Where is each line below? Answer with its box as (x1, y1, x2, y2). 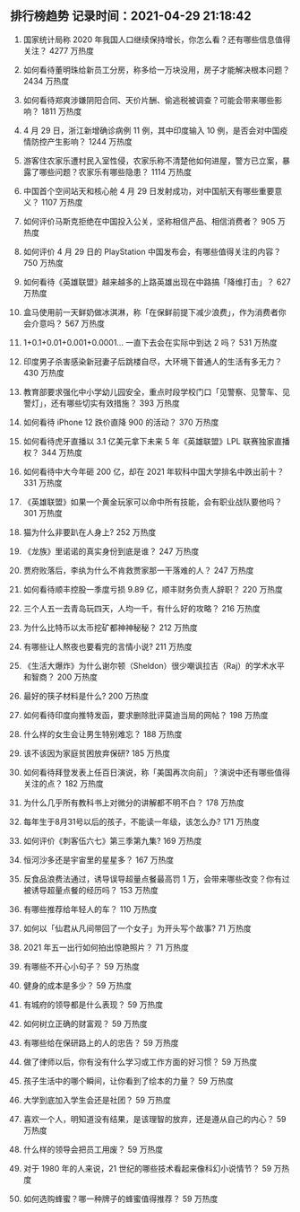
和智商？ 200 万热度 (22, 672, 98, 682)
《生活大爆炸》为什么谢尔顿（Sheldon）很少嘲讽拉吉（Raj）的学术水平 (22, 660, 286, 671)
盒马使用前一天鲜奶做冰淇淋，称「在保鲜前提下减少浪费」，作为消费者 (22, 306, 279, 317)
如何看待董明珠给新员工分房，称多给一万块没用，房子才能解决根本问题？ (22, 64, 290, 75)
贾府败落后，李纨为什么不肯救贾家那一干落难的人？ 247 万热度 (22, 565, 254, 575)
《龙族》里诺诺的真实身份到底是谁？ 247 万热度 (22, 546, 200, 557)
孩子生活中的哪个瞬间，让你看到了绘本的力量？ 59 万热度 (22, 1076, 234, 1086)
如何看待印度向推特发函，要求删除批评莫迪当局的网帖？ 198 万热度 (22, 709, 269, 720)
